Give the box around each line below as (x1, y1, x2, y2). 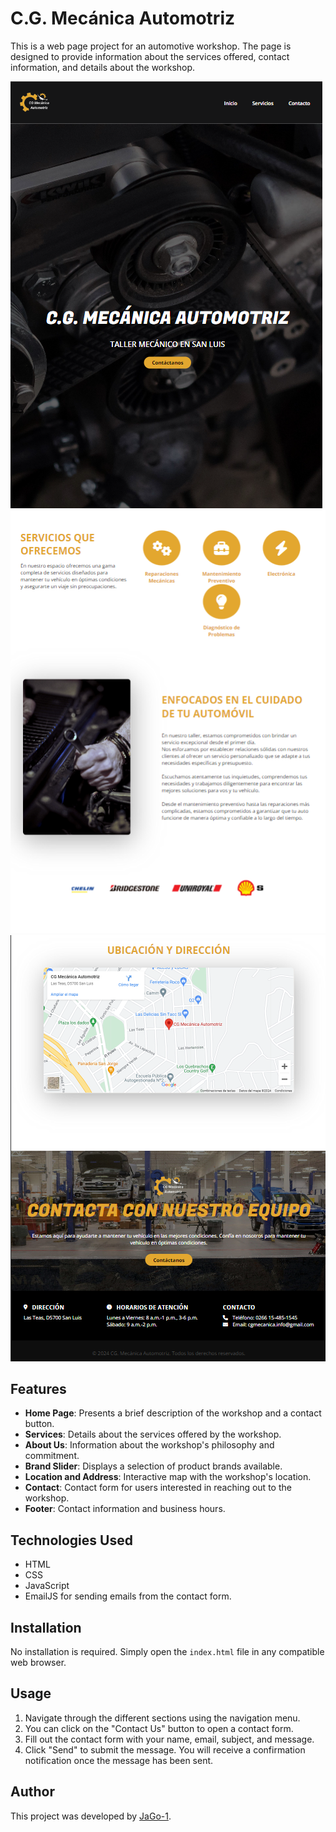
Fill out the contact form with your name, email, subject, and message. (24, 1733, 315, 1745)
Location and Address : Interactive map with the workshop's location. (24, 1471, 312, 1483)
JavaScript (24, 1580, 70, 1592)
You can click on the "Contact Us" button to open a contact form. (24, 1722, 294, 1734)
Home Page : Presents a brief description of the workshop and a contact (24, 1407, 322, 1419)
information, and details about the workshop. (10, 61, 196, 73)
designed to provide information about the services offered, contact (10, 50, 290, 62)
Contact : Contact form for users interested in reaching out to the (24, 1482, 292, 1494)
